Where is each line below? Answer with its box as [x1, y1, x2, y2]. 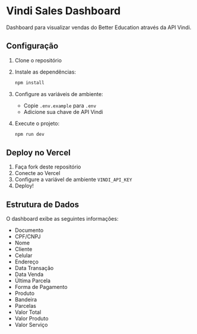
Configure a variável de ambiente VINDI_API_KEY [14, 176, 132, 183]
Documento [14, 227, 44, 234]
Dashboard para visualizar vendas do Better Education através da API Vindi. [6, 24, 192, 31]
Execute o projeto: [14, 120, 60, 127]
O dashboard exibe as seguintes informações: [6, 215, 119, 222]
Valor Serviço [14, 322, 48, 329]
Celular [14, 252, 33, 259]
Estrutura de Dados [6, 199, 79, 209]
